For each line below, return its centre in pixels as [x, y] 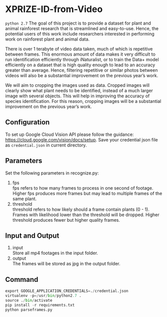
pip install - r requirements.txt [40, 305]
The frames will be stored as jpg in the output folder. [66, 264]
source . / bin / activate [29, 300]
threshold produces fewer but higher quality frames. [66, 220]
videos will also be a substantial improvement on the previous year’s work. [82, 75]
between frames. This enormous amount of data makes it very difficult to [80, 54]
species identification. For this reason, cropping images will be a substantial [83, 101]
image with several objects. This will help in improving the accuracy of [77, 96]
